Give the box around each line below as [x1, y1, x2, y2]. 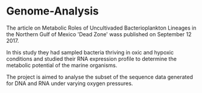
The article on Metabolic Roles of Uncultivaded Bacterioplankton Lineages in [6, 24, 197, 31]
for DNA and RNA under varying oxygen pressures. [6, 80, 133, 87]
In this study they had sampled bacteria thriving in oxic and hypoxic [6, 48, 174, 56]
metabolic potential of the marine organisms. [6, 62, 118, 69]
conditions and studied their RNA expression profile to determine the [6, 55, 177, 62]
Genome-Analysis [6, 4, 99, 18]
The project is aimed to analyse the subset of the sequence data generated [6, 73, 194, 80]
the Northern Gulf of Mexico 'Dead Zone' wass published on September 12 [6, 30, 192, 37]
